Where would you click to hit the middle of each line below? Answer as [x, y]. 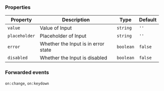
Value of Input [56, 28]
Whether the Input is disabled [73, 58]
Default [148, 20]
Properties [18, 7]
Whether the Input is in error [72, 44]
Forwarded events [27, 73]
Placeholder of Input [63, 36]
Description [76, 20]
